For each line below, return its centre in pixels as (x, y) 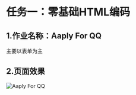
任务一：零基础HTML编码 (68, 12)
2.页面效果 (26, 71)
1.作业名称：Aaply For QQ (54, 36)
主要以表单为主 (24, 51)
